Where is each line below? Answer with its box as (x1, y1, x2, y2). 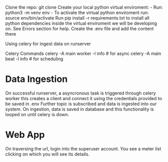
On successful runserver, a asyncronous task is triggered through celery (5, 90, 156, 96)
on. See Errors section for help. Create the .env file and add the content (5, 26, 154, 32)
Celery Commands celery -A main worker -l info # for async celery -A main (5, 50, 161, 56)
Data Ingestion (5, 73, 68, 85)
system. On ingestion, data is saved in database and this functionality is (5, 106, 154, 112)
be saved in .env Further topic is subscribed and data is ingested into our (5, 101, 157, 107)
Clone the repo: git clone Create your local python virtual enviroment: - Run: (5, 5, 163, 10)
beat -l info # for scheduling (5, 56, 64, 62)
